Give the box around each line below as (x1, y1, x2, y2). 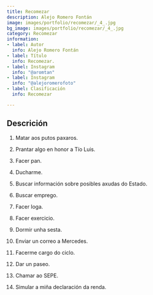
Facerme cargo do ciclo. (15, 249, 75, 256)
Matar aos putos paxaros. (15, 134, 78, 141)
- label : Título (7, 53, 47, 59)
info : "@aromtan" (12, 69, 55, 75)
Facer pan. (15, 157, 42, 164)
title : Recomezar (7, 8, 50, 15)
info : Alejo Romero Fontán (12, 47, 79, 53)
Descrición (7, 118, 48, 129)
